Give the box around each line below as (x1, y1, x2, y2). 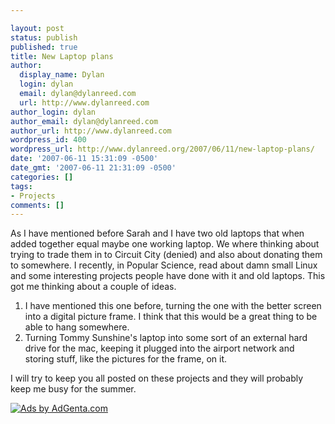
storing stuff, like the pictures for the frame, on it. (24, 353, 228, 365)
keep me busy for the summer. (10, 383, 137, 395)
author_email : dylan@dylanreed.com (10, 116, 159, 126)
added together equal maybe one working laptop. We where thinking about (10, 238, 320, 250)
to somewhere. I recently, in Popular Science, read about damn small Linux (10, 259, 318, 271)
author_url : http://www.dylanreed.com (10, 126, 172, 136)
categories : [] (10, 172, 74, 182)
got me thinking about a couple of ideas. (10, 281, 177, 293)
